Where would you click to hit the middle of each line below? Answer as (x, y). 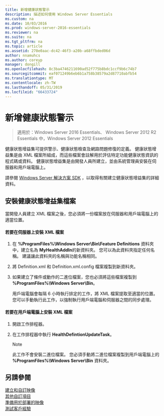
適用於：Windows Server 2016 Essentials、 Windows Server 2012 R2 (87, 132)
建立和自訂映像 (20, 390)
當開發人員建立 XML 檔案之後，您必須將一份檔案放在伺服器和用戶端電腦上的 (82, 214)
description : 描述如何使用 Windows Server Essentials (59, 14)
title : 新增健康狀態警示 (27, 10)
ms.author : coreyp (24, 60)
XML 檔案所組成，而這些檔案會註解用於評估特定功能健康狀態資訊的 (91, 155)
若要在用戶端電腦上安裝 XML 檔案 (39, 312)
